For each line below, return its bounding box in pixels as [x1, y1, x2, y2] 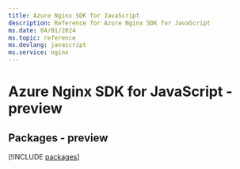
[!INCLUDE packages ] [8, 152, 80, 161]
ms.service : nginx [8, 48, 69, 56]
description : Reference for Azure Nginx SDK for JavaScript [8, 19, 211, 27]
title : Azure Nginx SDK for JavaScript [8, 11, 140, 20]
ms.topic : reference [8, 33, 77, 42]
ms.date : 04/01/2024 [8, 26, 77, 34]
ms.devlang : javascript [8, 41, 87, 49]
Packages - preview [8, 131, 109, 144]
